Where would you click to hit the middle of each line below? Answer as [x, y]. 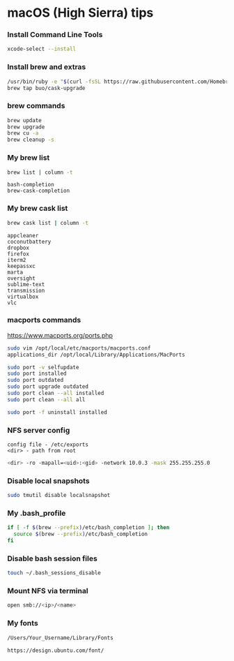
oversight [22, 278]
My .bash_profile [37, 513]
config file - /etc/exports [48, 445]
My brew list [29, 158]
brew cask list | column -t [48, 223]
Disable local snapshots [48, 481]
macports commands [44, 320]
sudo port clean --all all [46, 399]
